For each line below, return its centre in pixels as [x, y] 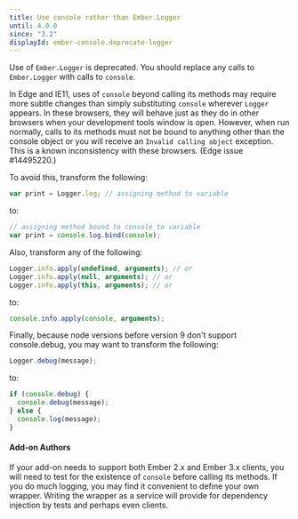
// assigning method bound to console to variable [105, 228]
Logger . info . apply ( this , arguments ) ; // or [91, 285]
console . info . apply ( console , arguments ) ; [87, 318]
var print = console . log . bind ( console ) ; [85, 236]
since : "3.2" [33, 34]
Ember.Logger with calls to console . [72, 77]
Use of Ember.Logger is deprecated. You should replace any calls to [132, 68]
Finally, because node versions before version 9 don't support [123, 335]
